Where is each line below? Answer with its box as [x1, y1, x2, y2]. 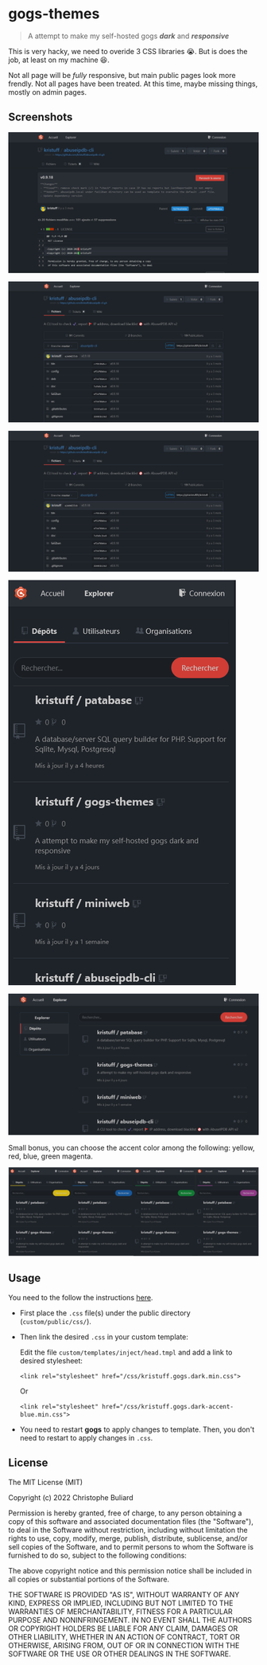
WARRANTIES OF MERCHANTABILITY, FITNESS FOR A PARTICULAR [8, 1606, 233, 1616]
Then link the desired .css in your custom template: [19, 1331, 189, 1342]
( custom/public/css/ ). [19, 1316, 91, 1326]
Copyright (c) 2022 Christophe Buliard [8, 1492, 133, 1502]
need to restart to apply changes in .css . [19, 1432, 153, 1442]
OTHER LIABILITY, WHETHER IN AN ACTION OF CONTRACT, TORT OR [8, 1632, 240, 1641]
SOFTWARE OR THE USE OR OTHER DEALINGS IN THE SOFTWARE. [8, 1649, 231, 1659]
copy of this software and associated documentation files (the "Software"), [8, 1516, 254, 1526]
